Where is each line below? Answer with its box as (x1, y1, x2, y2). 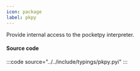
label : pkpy (6, 14, 36, 20)
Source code (6, 45, 39, 52)
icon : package (6, 8, 42, 15)
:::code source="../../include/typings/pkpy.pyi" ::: (6, 58, 128, 65)
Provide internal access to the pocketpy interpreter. (6, 31, 135, 38)
